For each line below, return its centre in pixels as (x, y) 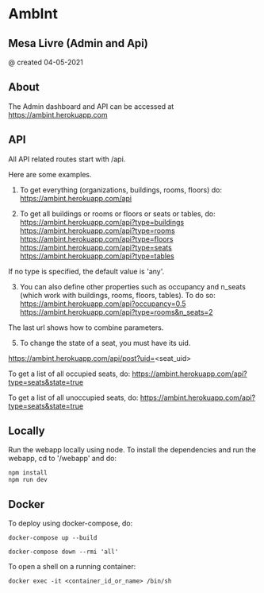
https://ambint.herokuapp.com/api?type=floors (96, 238)
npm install (28, 473)
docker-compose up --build (53, 538)
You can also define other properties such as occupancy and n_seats (132, 286)
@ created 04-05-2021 (46, 62)
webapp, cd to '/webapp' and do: (63, 459)
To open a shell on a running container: (72, 567)
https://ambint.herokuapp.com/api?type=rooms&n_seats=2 (116, 312)
